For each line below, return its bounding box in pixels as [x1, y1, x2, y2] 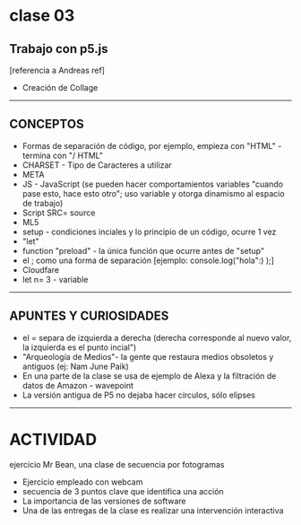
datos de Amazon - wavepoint [21, 380, 134, 390]
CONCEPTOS [9, 117, 84, 132]
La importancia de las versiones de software [21, 495, 186, 506]
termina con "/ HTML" [21, 150, 103, 161]
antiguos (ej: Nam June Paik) [21, 361, 130, 372]
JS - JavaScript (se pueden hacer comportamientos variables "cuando [21, 179, 284, 189]
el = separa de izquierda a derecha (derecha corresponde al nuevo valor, [21, 332, 292, 343]
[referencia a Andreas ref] [9, 65, 106, 75]
